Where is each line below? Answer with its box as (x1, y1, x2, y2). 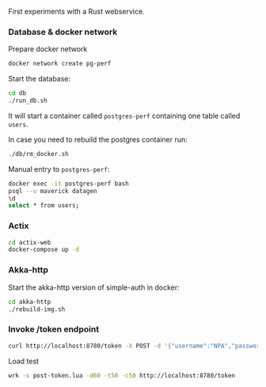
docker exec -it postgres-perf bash (8, 180, 129, 188)
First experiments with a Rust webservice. (8, 7, 145, 16)
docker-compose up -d (8, 245, 80, 254)
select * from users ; (8, 202, 80, 210)
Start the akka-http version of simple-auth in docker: (8, 283, 180, 292)
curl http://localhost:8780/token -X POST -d (8, 342, 161, 350)
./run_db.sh (8, 97, 47, 105)
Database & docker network (8, 26, 118, 37)
